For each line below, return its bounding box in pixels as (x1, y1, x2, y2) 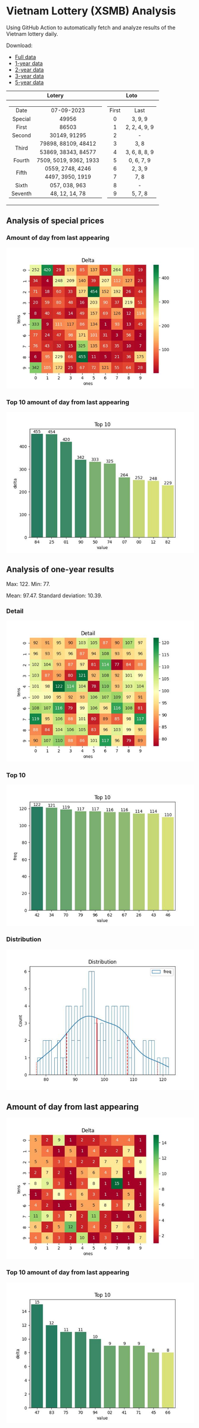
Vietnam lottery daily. (6, 30, 58, 37)
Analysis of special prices (6, 216, 104, 226)
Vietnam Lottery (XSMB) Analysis (6, 4, 176, 18)
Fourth (13, 156, 30, 164)
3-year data (14, 72, 44, 79)
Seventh (11, 190, 32, 197)
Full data (14, 53, 36, 60)
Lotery (46, 92, 64, 99)
